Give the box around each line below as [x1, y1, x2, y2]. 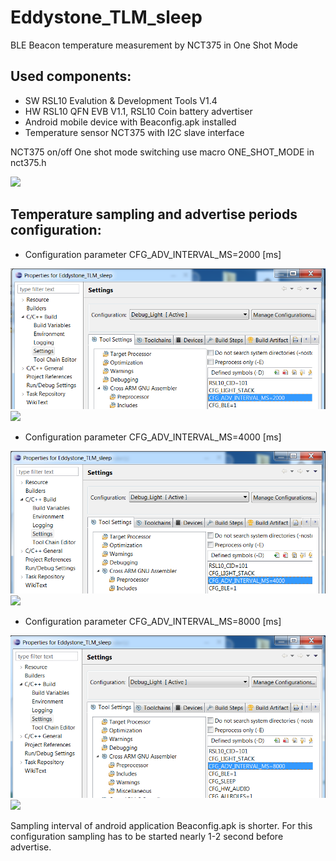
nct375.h [10, 156, 47, 168]
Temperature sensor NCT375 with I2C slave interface [24, 126, 245, 138]
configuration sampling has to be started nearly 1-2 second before [10, 830, 284, 842]
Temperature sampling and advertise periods [10, 206, 298, 223]
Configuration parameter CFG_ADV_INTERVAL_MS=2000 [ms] [24, 248, 282, 260]
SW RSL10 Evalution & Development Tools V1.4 [24, 94, 218, 106]
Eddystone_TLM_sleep [10, 6, 203, 29]
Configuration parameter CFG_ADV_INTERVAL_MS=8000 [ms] [24, 616, 282, 628]
